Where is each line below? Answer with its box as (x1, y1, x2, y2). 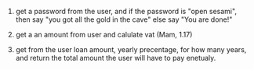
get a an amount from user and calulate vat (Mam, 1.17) (15, 30, 193, 39)
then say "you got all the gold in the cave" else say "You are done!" (15, 15, 233, 24)
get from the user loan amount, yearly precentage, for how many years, (15, 45, 247, 54)
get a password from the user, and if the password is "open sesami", (15, 7, 238, 16)
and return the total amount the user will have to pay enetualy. (15, 54, 216, 62)
